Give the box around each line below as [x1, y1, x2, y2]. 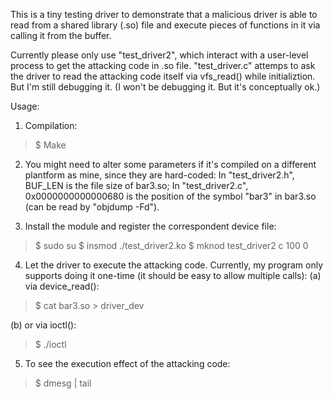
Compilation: [24, 120, 78, 131]
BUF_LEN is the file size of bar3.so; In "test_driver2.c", [24, 180, 249, 191]
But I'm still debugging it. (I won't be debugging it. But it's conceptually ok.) [10, 81, 321, 93]
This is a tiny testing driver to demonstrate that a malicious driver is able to [10, 9, 318, 20]
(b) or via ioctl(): [10, 319, 77, 331]
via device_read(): [24, 280, 100, 292]
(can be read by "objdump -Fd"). [24, 201, 160, 213]
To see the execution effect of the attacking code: [24, 358, 231, 369]
